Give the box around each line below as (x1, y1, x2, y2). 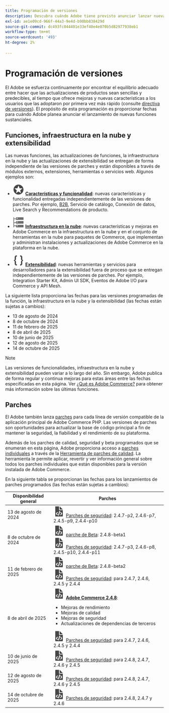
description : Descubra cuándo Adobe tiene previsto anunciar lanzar (5, 13, 152, 19)
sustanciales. (5, 116, 33, 122)
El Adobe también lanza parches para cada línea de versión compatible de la (5, 414, 164, 420)
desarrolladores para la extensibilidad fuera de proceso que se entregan (12, 267, 162, 273)
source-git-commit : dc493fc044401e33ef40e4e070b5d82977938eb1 (5, 24, 138, 29)
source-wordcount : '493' (5, 35, 57, 40)
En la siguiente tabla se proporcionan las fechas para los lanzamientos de (5, 476, 157, 482)
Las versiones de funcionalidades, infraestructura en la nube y (5, 364, 135, 370)
